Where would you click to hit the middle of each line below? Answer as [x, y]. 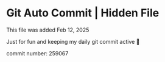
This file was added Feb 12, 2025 [48, 30]
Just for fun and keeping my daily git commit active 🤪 [73, 41]
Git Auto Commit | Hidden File [83, 13]
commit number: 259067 [37, 53]
